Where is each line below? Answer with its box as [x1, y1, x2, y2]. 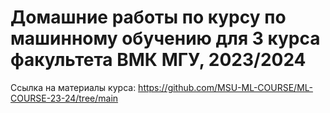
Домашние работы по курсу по [10, 6, 287, 29]
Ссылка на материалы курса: [10, 81, 137, 93]
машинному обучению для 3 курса [10, 27, 321, 50]
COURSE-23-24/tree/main [10, 92, 119, 104]
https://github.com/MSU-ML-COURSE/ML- [138, 81, 313, 93]
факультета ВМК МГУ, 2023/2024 [10, 49, 307, 71]
